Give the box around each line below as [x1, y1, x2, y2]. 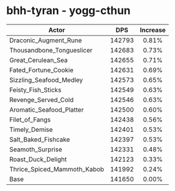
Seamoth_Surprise [9, 145, 62, 153]
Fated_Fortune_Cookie [9, 65, 74, 74]
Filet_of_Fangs [9, 115, 51, 124]
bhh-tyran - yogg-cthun [6, 4, 131, 18]
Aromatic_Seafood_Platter [9, 105, 84, 114]
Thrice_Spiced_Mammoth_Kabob [9, 165, 105, 173]
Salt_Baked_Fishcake [9, 135, 70, 143]
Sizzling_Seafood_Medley [9, 76, 84, 84]
